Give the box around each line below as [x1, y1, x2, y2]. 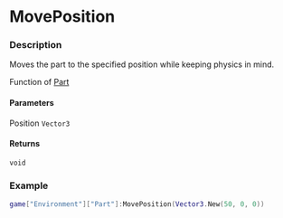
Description [9, 39, 62, 52]
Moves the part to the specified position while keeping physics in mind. [9, 59, 275, 70]
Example [9, 179, 49, 192]
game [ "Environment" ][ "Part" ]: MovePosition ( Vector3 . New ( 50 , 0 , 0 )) [9, 200, 265, 209]
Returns [9, 138, 41, 149]
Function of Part [9, 77, 70, 88]
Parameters [9, 98, 54, 109]
